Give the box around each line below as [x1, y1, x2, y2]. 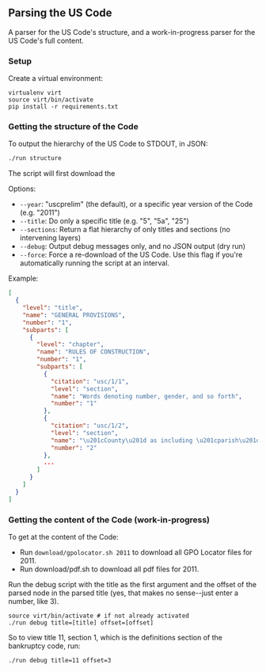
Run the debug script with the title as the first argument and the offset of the [8, 579, 257, 589]
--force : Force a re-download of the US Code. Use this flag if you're [19, 250, 243, 260]
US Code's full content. [8, 36, 85, 45]
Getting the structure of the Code [8, 121, 139, 132]
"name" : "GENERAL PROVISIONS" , [22, 311, 126, 319]
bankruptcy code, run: [8, 641, 81, 651]
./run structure [8, 155, 62, 162]
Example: [8, 273, 39, 284]
